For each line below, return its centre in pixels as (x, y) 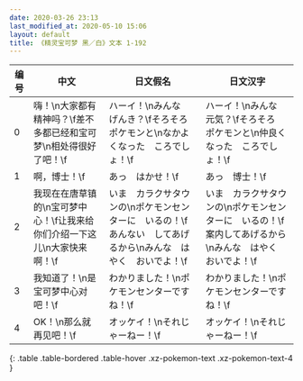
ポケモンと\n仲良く (246, 133)
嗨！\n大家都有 (64, 106)
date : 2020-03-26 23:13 (54, 18)
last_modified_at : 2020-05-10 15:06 (78, 26)
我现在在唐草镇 (65, 194)
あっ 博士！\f (236, 177)
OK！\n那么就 (62, 322)
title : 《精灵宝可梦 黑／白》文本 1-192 (78, 43)
